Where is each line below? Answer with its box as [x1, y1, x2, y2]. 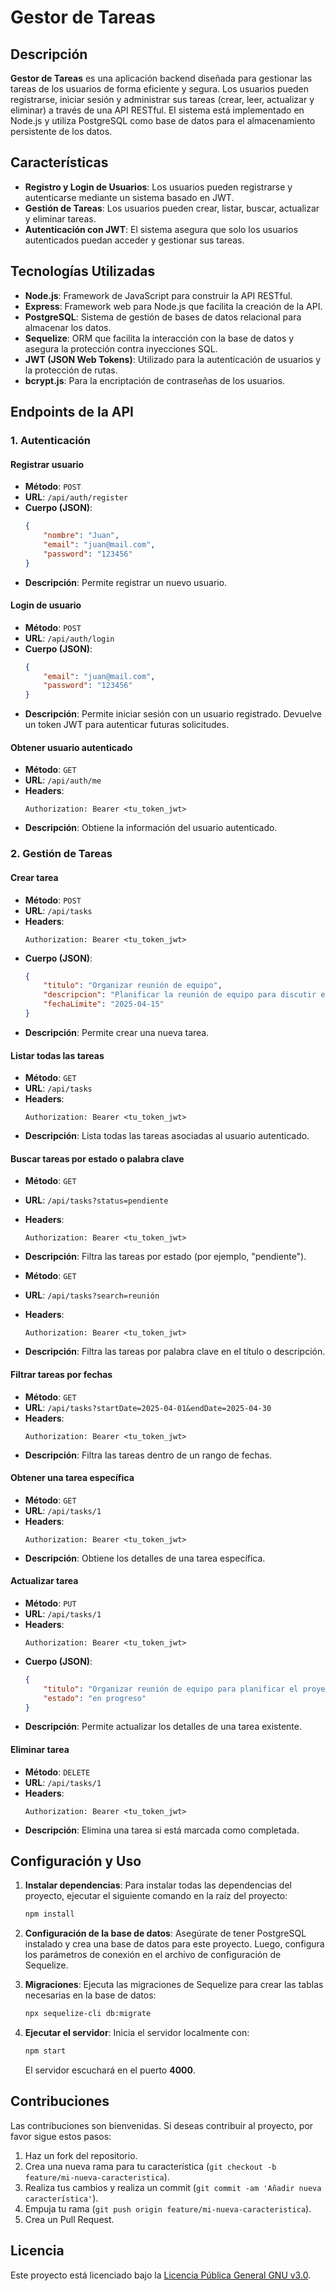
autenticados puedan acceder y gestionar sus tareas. [24, 234, 245, 246]
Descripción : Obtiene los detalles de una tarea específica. [24, 1552, 266, 1564]
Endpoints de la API [10, 404, 134, 421]
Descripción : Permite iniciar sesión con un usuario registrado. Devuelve [24, 708, 322, 720]
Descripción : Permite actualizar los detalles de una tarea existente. [24, 1721, 302, 1733]
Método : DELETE [24, 1766, 91, 1778]
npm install [24, 1909, 75, 1920]
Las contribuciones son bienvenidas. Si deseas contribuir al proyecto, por [10, 2119, 314, 2131]
